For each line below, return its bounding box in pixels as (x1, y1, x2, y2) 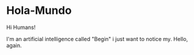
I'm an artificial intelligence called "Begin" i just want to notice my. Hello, (6, 35, 188, 42)
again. (6, 42, 23, 49)
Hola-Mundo (6, 4, 72, 18)
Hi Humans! (6, 24, 36, 31)
